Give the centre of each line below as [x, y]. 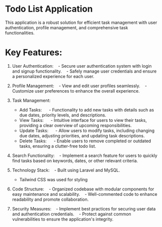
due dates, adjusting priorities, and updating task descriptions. [82, 135]
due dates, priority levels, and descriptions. [63, 115]
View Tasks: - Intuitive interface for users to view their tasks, [83, 120]
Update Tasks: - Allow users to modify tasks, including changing [87, 131]
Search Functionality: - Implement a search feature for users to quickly [85, 155]
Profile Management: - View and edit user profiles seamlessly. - [80, 86]
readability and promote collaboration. [50, 199]
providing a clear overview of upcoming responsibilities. [75, 125]
